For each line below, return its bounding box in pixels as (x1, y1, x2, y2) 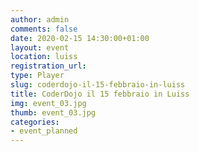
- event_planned (10, 126, 78, 136)
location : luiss (10, 52, 78, 62)
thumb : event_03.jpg (10, 107, 97, 118)
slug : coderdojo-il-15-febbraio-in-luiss (10, 80, 186, 90)
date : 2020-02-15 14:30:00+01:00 (10, 33, 150, 43)
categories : (10, 117, 60, 127)
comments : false (10, 24, 78, 34)
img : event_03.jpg (10, 98, 87, 108)
